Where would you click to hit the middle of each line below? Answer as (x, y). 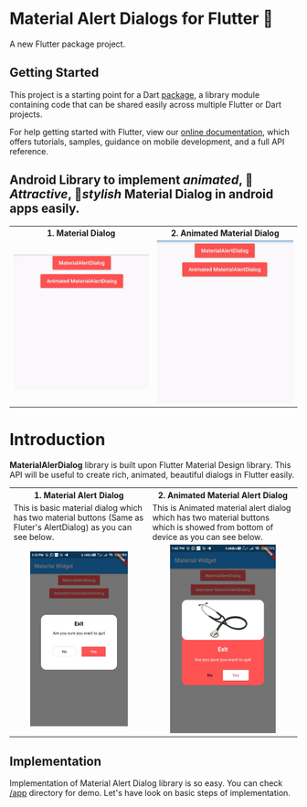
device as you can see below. (207, 536)
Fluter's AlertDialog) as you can (73, 527)
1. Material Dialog (81, 233)
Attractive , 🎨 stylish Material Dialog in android (142, 194)
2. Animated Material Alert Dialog (223, 495)
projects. (26, 114)
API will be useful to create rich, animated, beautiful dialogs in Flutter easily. (152, 475)
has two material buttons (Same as (79, 517)
